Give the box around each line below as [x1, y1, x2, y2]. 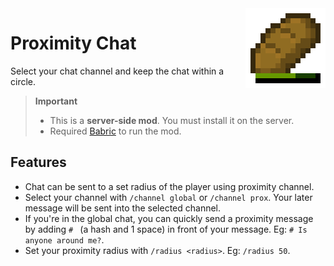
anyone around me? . [24, 233, 105, 246]
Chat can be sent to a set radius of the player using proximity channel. [24, 180, 315, 192]
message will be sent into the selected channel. [24, 202, 222, 214]
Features [10, 154, 67, 171]
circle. [10, 75, 37, 87]
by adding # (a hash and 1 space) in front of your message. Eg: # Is [24, 223, 308, 235]
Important [34, 95, 78, 107]
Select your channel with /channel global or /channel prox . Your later [24, 191, 313, 203]
